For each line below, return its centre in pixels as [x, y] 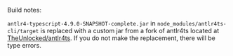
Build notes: [25, 10]
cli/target [23, 31]
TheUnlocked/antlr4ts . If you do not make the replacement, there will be [111, 38]
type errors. [25, 45]
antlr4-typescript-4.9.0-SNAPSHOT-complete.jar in [81, 23]
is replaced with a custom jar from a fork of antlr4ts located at [130, 31]
